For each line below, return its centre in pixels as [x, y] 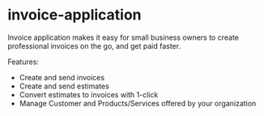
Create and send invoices [62, 77]
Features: [23, 62]
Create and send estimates [64, 86]
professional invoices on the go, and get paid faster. [94, 45]
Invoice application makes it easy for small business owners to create [123, 37]
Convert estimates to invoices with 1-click [89, 94]
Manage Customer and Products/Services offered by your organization [138, 103]
